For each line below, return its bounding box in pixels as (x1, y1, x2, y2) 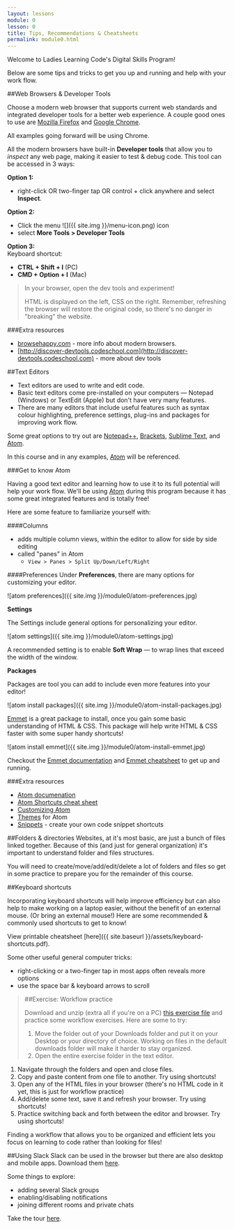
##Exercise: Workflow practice (24, 995, 113, 1004)
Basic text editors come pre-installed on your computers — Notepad (17, 388, 214, 397)
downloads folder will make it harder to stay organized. (34, 1044, 193, 1053)
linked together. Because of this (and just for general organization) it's (7, 841, 208, 850)
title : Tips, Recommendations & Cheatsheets (7, 29, 139, 37)
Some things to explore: (7, 1173, 76, 1181)
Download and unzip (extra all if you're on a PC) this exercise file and (24, 1009, 223, 1017)
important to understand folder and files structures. (7, 848, 155, 857)
